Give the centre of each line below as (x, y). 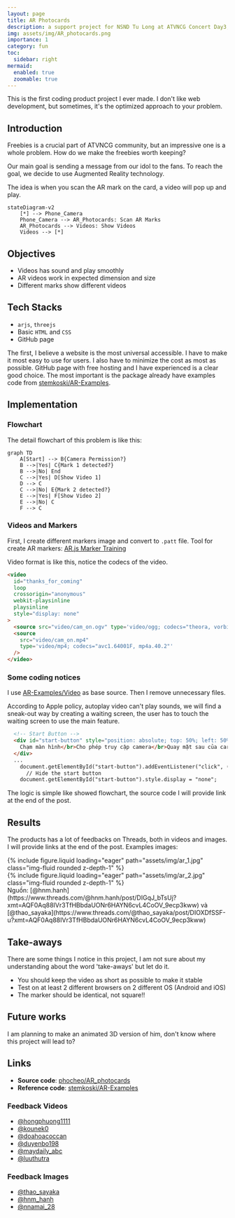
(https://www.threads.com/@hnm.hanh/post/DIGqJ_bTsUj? (92, 898)
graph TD (20, 453)
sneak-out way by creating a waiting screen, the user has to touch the (108, 714)
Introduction (35, 128)
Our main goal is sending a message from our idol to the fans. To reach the (115, 166)
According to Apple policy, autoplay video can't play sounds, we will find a (114, 706)
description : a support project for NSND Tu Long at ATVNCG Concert (109, 27)
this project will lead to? (41, 1041)
